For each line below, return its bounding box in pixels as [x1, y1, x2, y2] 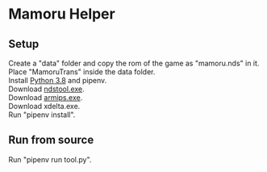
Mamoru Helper [8, 5, 115, 23]
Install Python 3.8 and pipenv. [8, 76, 107, 85]
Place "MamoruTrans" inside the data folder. [8, 67, 156, 77]
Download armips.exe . [8, 93, 83, 102]
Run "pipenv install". [8, 110, 76, 120]
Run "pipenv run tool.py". [8, 154, 92, 164]
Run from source [8, 133, 94, 147]
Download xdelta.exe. [8, 102, 81, 111]
